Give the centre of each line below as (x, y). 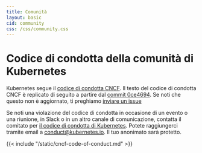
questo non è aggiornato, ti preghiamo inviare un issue (74, 101)
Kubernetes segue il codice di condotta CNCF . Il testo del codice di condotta (101, 88)
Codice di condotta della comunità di (100, 59)
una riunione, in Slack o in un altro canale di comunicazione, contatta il (94, 119)
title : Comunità (27, 12)
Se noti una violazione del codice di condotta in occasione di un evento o (97, 113)
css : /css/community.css (37, 29)
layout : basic (24, 18)
